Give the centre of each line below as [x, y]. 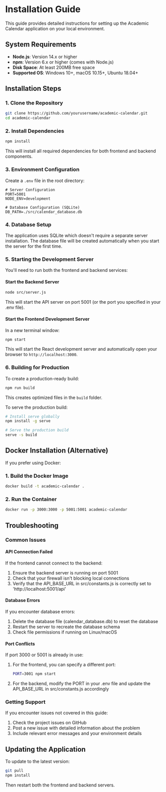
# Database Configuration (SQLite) [43, 207]
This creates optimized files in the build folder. [54, 398]
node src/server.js [26, 293]
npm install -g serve [28, 421]
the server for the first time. [34, 246]
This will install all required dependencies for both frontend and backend [81, 151]
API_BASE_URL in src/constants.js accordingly [61, 689]
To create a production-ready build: [42, 378]
